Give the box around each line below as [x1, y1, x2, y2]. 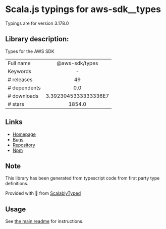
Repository [12, 142, 35, 148]
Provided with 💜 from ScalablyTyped [5, 190, 81, 196]
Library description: [5, 35, 69, 43]
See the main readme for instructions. [5, 218, 84, 224]
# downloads [8, 92, 39, 99]
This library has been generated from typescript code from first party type [5, 175, 160, 181]
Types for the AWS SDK [5, 48, 54, 54]
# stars [8, 100, 24, 107]
